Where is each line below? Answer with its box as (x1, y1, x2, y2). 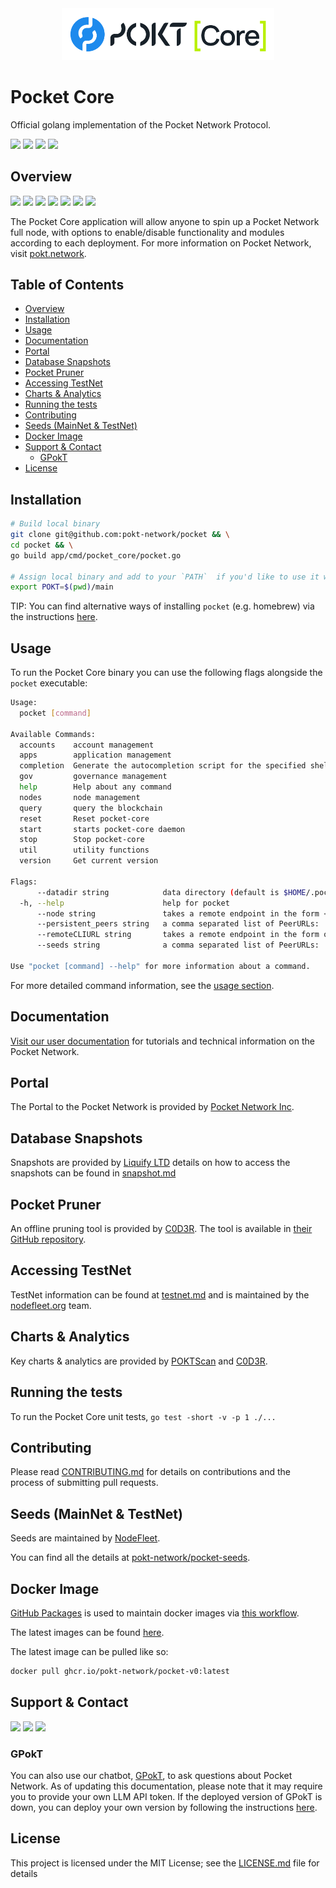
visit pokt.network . (10, 247, 87, 259)
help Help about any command (19, 782, 172, 792)
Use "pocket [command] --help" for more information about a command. (10, 961, 311, 971)
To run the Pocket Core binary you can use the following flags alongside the (10, 667, 323, 679)
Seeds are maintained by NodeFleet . (10, 1532, 161, 1544)
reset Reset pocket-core (19, 813, 150, 824)
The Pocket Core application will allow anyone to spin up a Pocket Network (10, 215, 320, 227)
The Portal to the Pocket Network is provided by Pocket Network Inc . (10, 1101, 295, 1113)
